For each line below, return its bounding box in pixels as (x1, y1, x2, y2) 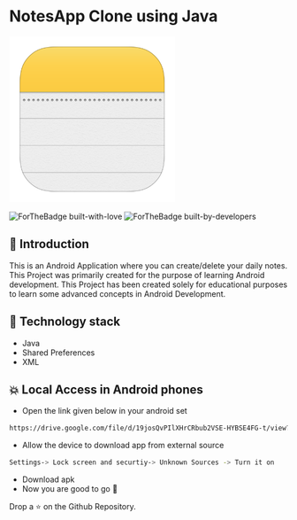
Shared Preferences (21, 347, 95, 358)
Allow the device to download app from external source (21, 440, 225, 451)
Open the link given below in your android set (21, 406, 187, 416)
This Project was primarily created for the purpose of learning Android (9, 269, 265, 280)
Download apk (21, 474, 75, 485)
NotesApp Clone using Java (9, 6, 218, 27)
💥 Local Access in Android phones (9, 382, 203, 397)
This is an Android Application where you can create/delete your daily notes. (9, 260, 288, 271)
